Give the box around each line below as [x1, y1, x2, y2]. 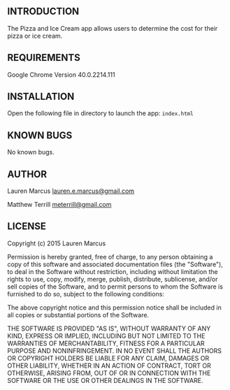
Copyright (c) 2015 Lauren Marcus [7, 239, 106, 247]
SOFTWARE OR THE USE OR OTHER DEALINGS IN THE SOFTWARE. [7, 376, 203, 384]
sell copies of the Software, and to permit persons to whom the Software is [7, 282, 224, 291]
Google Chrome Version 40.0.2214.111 [7, 70, 115, 79]
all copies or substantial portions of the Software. [7, 310, 149, 319]
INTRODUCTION [7, 6, 80, 17]
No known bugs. [7, 148, 55, 157]
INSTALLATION [7, 91, 75, 103]
